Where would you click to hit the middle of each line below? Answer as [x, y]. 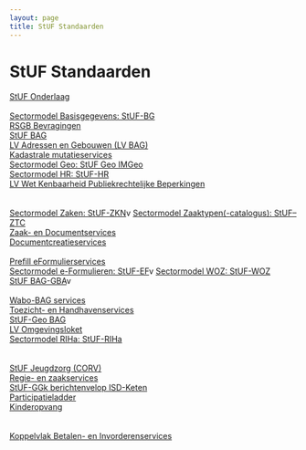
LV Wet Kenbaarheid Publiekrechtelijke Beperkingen [107, 184]
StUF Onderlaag [40, 97]
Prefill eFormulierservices [58, 262]
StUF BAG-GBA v [40, 281]
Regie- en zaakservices [54, 378]
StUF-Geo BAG [38, 319]
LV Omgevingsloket [46, 330]
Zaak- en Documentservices [63, 233]
